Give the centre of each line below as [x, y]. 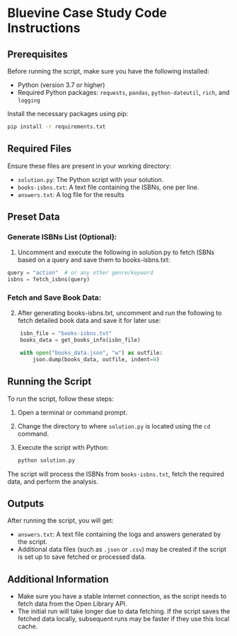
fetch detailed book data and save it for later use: [89, 321]
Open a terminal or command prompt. [73, 412]
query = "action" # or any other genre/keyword [80, 273]
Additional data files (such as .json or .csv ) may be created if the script [122, 550]
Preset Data [34, 217]
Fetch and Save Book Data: [54, 297]
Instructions [44, 28]
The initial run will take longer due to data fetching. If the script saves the [124, 611]
